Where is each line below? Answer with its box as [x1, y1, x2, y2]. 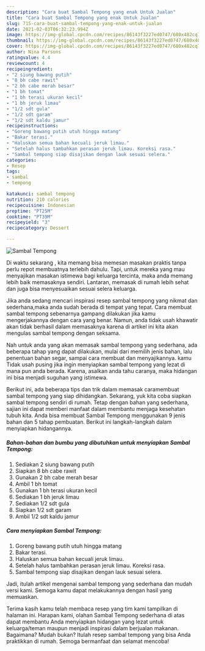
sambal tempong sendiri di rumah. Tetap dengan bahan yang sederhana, [6, 399, 189, 406]
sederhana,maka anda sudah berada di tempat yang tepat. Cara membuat [6, 304, 192, 310]
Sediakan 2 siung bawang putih [15, 461, 95, 468]
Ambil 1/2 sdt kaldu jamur [15, 513, 79, 520]
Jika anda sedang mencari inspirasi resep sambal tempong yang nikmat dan [6, 297, 198, 304]
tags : [6, 168, 20, 175]
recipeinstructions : [6, 123, 59, 129]
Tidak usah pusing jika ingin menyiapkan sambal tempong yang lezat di [6, 361, 185, 368]
